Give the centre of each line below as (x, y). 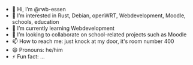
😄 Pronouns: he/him (37, 50)
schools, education (35, 22)
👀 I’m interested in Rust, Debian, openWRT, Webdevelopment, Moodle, (99, 16)
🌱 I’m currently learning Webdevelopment (63, 28)
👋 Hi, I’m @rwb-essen (39, 9)
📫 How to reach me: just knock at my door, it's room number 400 (93, 41)
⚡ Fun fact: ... (28, 56)
